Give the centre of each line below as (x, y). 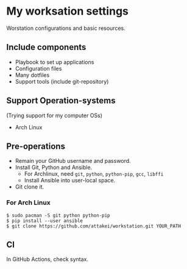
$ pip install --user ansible (45, 221)
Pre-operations (36, 146)
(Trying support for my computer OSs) (54, 115)
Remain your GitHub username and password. (73, 161)
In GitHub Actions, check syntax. (48, 259)
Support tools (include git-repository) (62, 81)
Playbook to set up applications (55, 62)
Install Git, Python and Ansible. (54, 167)
